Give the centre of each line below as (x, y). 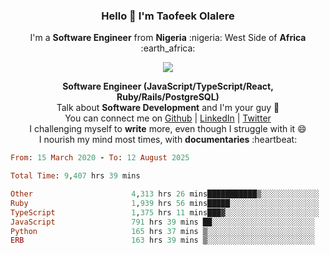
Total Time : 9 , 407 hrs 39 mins (75, 176)
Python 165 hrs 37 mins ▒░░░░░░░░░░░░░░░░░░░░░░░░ (162, 231)
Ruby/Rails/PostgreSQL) (168, 97)
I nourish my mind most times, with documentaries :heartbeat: (168, 140)
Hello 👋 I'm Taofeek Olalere (168, 16)
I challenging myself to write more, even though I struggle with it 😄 (168, 129)
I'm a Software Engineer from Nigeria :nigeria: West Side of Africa (168, 38)
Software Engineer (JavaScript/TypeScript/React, (168, 86)
